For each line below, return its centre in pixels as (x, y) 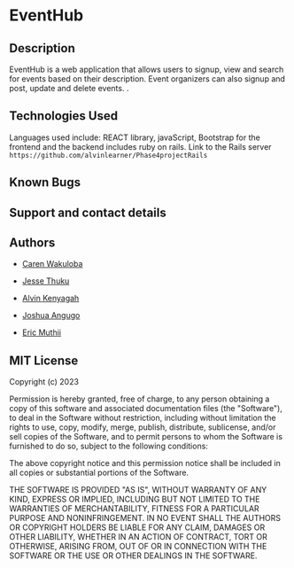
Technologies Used (63, 116)
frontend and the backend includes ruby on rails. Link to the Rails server (140, 146)
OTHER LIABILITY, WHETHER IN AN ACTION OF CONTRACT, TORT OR (138, 537)
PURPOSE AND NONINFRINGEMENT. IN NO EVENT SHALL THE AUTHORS (145, 518)
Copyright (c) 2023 (44, 382)
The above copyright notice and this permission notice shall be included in (145, 463)
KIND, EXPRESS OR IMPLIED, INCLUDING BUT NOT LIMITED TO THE (135, 499)
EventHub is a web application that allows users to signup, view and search (147, 69)
